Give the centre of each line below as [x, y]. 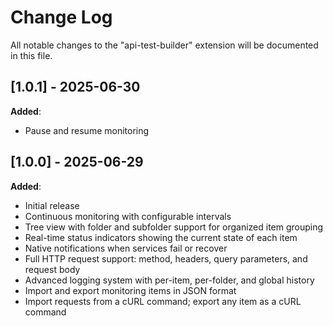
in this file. [31, 55]
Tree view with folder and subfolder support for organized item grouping [174, 227]
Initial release [52, 205]
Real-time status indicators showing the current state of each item [161, 237]
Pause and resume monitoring [87, 130]
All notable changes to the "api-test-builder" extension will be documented [164, 45]
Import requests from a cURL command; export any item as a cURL [163, 301]
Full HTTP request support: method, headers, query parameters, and [166, 258]
